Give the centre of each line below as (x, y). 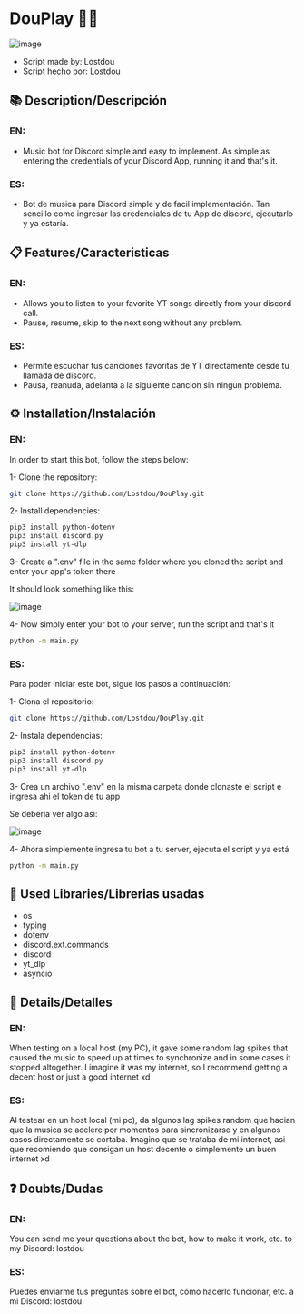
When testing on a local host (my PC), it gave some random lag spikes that (149, 1048)
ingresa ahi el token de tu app (65, 796)
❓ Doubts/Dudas (56, 1188)
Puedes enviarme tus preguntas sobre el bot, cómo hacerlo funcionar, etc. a (152, 1292)
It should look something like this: (72, 589)
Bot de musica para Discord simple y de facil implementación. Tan (146, 204)
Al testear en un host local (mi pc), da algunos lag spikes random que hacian (152, 1120)
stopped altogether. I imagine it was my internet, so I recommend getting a (148, 1068)
